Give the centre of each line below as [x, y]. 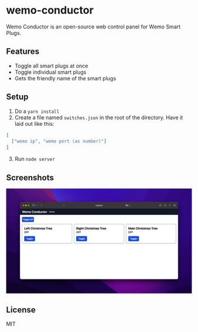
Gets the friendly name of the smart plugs [65, 78]
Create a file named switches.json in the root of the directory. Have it [99, 117]
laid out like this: [34, 123]
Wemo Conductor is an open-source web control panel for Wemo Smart [93, 27]
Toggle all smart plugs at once [51, 66]
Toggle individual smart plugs [50, 72]
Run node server [35, 159]
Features [23, 52]
